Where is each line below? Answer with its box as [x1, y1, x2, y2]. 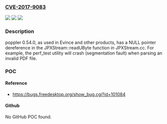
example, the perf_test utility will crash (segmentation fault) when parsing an [5, 50, 163, 56]
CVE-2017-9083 [5, 3, 46, 10]
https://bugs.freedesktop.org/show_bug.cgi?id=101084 [12, 91, 126, 97]
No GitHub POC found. [5, 113, 52, 119]
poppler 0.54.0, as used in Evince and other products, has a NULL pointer [5, 39, 156, 45]
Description [5, 28, 34, 35]
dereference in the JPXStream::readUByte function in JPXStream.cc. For [5, 44, 155, 50]
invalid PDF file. [5, 55, 37, 61]
